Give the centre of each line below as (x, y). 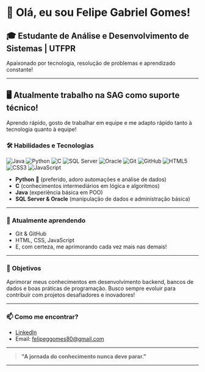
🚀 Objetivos (24, 269)
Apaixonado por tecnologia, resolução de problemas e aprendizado (91, 63)
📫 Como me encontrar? (42, 316)
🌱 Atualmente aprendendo (46, 221)
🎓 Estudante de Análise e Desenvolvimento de (98, 36)
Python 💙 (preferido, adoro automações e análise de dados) (91, 179)
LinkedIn (26, 332)
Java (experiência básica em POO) (59, 193)
